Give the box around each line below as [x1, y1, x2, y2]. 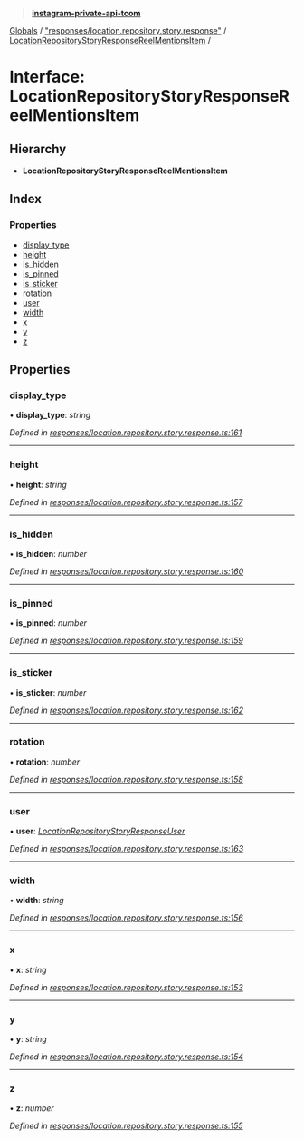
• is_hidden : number [9, 548, 88, 559]
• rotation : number [9, 756, 81, 767]
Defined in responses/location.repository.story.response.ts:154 [9, 1051, 244, 1062]
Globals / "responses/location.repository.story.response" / [9, 25, 227, 35]
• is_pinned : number [9, 618, 88, 628]
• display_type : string [9, 410, 91, 421]
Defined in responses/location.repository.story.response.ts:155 [9, 1120, 243, 1132]
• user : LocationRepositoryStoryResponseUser [9, 825, 185, 837]
